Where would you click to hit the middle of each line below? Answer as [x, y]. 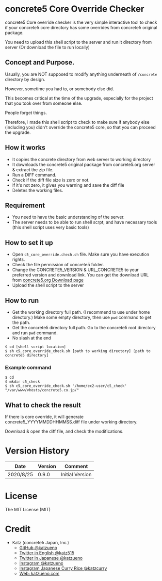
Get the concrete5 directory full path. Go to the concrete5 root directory [84, 328]
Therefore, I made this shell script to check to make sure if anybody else [77, 122]
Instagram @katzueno [41, 563]
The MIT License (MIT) [28, 509]
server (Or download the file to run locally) [47, 47]
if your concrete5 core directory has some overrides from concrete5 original [81, 27]
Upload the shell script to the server [48, 285]
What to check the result [43, 405]
